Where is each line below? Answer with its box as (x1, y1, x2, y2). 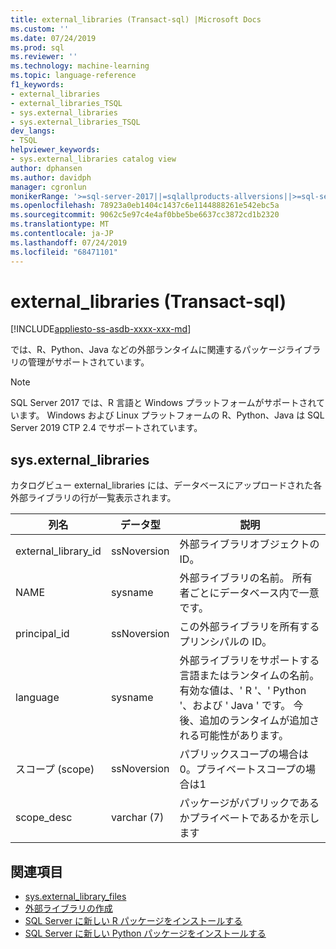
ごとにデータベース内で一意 (189, 586, 320, 600)
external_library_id (15, 544, 102, 558)
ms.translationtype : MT (10, 219, 110, 230)
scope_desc (15, 811, 73, 825)
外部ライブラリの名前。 (179, 571, 290, 585)
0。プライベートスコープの (179, 762, 306, 776)
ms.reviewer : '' (10, 52, 78, 62)
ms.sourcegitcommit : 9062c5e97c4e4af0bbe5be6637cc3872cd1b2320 (10, 210, 280, 220)
